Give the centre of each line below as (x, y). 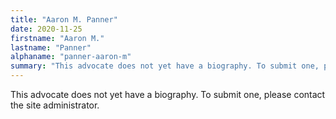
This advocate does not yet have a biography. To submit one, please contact (168, 94)
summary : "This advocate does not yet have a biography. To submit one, (165, 66)
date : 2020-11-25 (46, 29)
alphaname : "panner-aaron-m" (71, 57)
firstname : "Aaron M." (57, 38)
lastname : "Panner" (51, 47)
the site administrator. (55, 105)
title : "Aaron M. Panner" (64, 19)
